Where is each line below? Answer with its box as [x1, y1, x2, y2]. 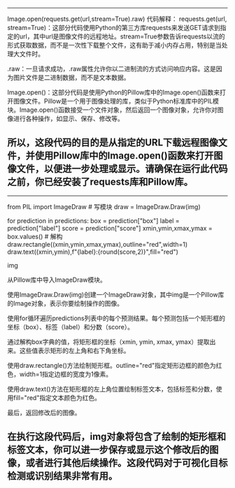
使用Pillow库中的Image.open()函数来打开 [34, 150, 214, 162]
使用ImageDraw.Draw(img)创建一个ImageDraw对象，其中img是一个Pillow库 [7, 290, 225, 299]
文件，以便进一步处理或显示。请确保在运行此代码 [16, 163, 228, 175]
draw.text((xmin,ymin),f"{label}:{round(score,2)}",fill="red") [7, 247, 178, 256]
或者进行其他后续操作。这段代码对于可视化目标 [25, 457, 228, 469]
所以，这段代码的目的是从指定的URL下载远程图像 [7, 137, 219, 149]
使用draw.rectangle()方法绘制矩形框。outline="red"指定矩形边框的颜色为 [7, 361, 217, 369]
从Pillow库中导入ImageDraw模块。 [7, 275, 107, 284]
